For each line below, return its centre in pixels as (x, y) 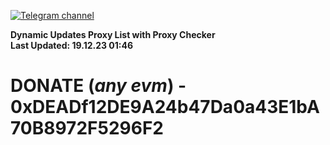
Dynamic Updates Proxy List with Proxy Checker (113, 34)
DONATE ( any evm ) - (98, 86)
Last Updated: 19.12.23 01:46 (72, 45)
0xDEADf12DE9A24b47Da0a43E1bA (165, 107)
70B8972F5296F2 (87, 128)
